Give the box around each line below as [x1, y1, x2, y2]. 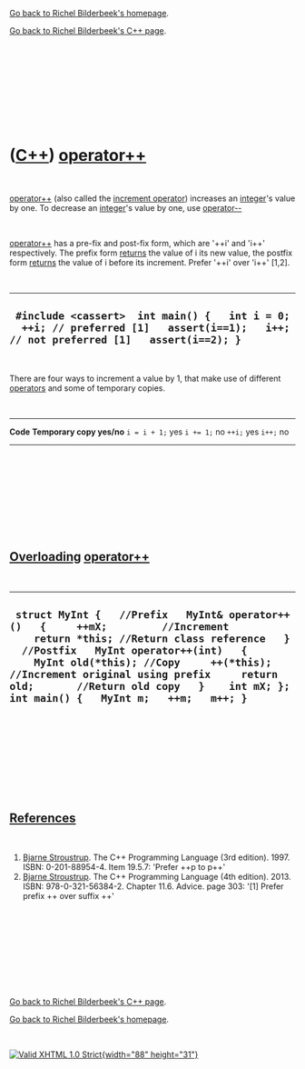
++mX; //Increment [76, 620, 230, 633]
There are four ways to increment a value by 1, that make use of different [9, 373, 281, 384]
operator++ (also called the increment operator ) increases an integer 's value [9, 193, 296, 204]
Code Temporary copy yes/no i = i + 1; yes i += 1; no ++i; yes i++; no [9, 426, 290, 437]
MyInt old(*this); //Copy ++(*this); [33, 655, 272, 669]
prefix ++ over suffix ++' [22, 891, 115, 902]
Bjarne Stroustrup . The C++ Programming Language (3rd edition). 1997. [22, 852, 290, 863]
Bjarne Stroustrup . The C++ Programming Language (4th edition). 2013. [22, 872, 291, 883]
